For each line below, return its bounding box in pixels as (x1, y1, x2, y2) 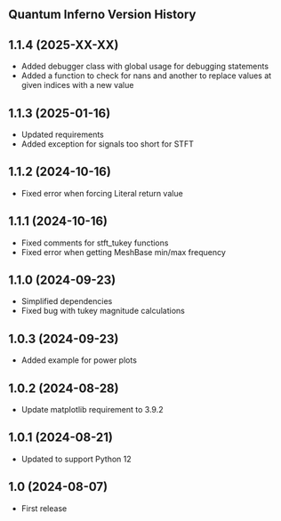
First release (20, 502, 68, 514)
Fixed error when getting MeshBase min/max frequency (20, 246, 226, 257)
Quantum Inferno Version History (8, 7, 197, 22)
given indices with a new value (20, 80, 134, 91)
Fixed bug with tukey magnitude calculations (20, 306, 186, 317)
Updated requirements (20, 129, 104, 140)
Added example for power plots (20, 355, 137, 365)
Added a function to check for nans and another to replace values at (20, 70, 272, 81)
